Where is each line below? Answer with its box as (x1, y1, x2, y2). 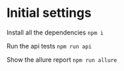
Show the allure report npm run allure (6, 55, 118, 64)
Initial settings (6, 5, 92, 21)
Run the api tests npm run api (6, 41, 92, 50)
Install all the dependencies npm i (6, 28, 104, 37)
